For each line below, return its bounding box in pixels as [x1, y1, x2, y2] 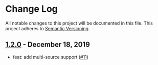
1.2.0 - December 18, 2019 [5, 40, 91, 49]
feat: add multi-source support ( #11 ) [12, 54, 88, 60]
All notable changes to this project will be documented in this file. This [5, 20, 153, 26]
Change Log [5, 3, 58, 15]
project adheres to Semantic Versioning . [5, 25, 90, 31]
